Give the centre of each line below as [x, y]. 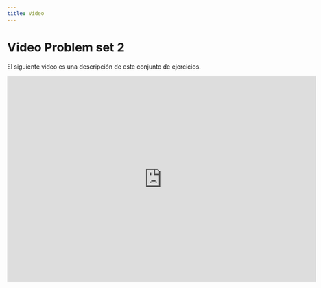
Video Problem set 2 [66, 47]
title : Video [26, 13]
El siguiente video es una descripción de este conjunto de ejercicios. [104, 67]
